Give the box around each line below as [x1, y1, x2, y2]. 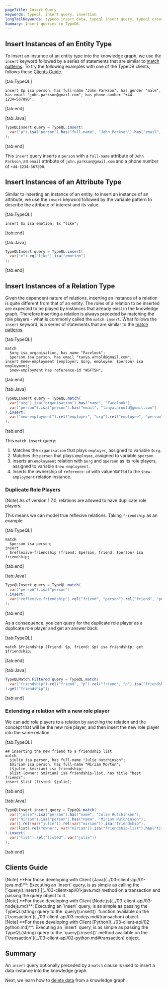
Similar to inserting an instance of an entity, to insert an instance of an [5, 191, 149, 197]
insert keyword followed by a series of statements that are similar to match [5, 58, 160, 64]
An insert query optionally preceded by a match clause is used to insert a [5, 963, 155, 969]
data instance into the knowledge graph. [5, 968, 88, 974]
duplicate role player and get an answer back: [5, 625, 99, 631]
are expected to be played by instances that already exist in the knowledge [5, 305, 159, 312]
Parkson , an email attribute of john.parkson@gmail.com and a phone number [5, 158, 159, 164]
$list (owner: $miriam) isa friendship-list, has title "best [9, 771, 141, 776]
